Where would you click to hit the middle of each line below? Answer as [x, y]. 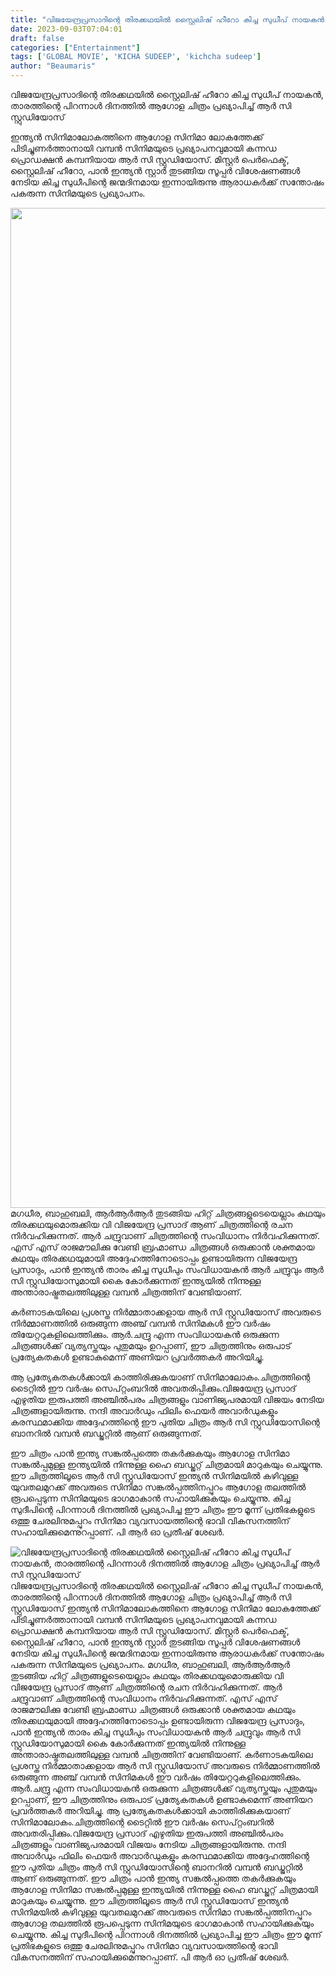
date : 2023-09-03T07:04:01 [66, 29]
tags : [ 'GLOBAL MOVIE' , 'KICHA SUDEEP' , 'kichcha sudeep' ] [136, 57]
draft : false [37, 38]
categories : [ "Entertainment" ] [75, 47]
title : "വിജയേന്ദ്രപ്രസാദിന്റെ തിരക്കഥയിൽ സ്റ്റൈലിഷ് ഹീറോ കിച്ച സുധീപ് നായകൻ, [170, 19]
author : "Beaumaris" [53, 66]
